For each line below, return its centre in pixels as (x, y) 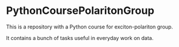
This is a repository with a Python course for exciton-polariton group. (89, 27)
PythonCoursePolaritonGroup (80, 11)
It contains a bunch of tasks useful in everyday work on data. (80, 38)
